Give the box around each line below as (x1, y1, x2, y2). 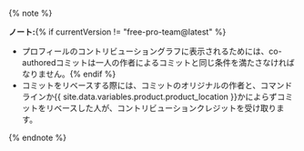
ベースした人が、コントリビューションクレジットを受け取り (53, 103, 277, 113)
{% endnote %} (8, 132, 67, 143)
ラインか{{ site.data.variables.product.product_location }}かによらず (21, 91, 278, 102)
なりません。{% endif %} (21, 68, 117, 79)
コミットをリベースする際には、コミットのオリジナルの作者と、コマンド (21, 80, 293, 90)
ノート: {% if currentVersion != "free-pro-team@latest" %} (8, 26, 227, 37)
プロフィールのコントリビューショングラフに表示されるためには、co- (21, 45, 283, 56)
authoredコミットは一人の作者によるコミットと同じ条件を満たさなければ (21, 57, 295, 67)
